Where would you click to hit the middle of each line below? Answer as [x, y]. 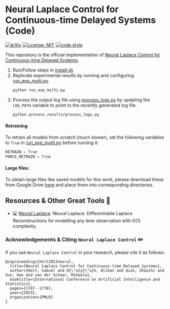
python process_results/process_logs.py [56, 114]
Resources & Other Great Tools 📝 [58, 201]
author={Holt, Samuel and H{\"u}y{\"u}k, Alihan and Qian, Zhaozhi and [87, 270]
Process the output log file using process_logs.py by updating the [81, 99]
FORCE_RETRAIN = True [28, 157]
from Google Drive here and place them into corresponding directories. [79, 185]
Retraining [16, 126]
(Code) [20, 31]
